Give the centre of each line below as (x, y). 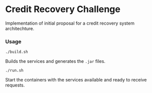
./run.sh (14, 71)
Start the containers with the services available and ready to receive (76, 80)
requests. (15, 85)
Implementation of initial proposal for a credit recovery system (70, 23)
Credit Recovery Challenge (63, 9)
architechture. (20, 28)
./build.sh (17, 52)
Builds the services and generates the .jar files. (55, 61)
